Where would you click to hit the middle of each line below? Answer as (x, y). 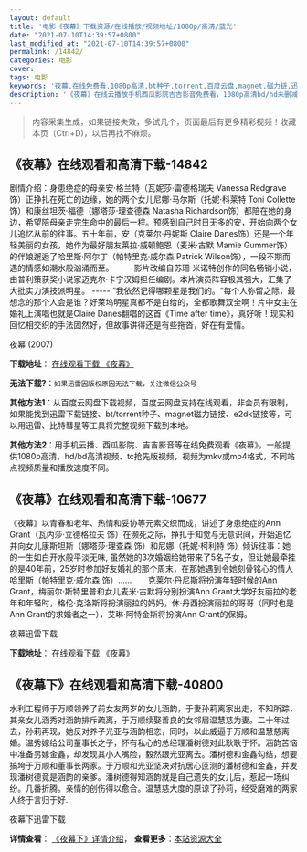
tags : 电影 (29, 78)
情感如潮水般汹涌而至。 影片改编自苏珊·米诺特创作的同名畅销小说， (161, 268)
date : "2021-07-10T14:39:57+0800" (75, 35)
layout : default (40, 18)
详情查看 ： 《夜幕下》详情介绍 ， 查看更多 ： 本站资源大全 (116, 838)
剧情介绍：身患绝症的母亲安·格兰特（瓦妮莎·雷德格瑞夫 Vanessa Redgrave (148, 188)
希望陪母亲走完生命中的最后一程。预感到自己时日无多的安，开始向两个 (157, 222)
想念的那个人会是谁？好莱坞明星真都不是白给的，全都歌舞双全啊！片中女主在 (153, 302)
